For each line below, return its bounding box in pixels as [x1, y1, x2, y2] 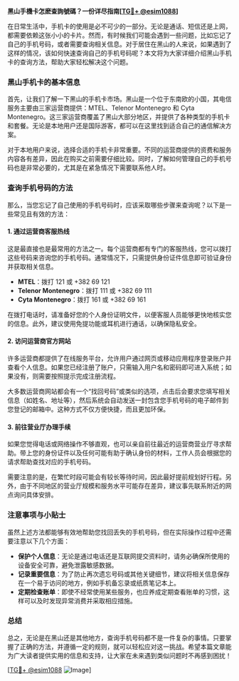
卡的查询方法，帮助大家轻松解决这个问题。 [7, 58, 132, 66]
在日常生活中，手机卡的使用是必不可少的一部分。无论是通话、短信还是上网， [7, 22, 232, 31]
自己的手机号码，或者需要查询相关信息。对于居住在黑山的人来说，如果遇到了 [7, 40, 232, 48]
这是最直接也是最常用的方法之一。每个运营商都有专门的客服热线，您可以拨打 [7, 244, 232, 252]
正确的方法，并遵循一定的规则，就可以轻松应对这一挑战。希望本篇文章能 [19, 642, 232, 651]
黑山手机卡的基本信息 [7, 77, 80, 87]
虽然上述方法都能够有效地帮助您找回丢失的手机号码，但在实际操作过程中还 [7, 528, 225, 536]
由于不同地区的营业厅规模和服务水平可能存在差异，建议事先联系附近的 [19, 481, 225, 491]
